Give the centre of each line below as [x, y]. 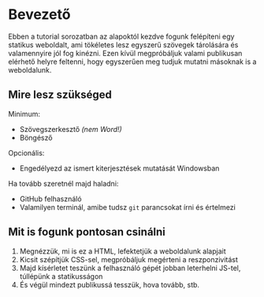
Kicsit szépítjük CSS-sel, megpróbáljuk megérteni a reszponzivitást [129, 259]
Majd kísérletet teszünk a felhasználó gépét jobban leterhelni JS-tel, [130, 268]
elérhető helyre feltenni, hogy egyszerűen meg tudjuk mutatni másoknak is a [132, 62]
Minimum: [24, 114]
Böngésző [36, 137]
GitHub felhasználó [50, 198]
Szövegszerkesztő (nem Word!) [71, 129]
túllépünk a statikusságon [61, 276]
